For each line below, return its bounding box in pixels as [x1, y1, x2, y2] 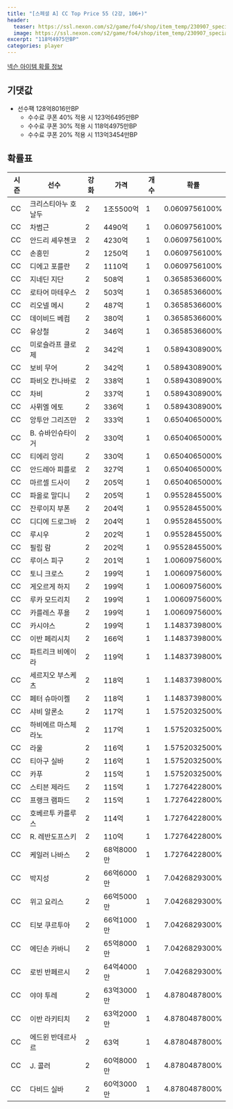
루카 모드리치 [30, 594, 71, 604]
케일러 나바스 [30, 850, 71, 860]
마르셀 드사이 [30, 477, 71, 487]
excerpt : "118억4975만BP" [7, 36, 80, 43]
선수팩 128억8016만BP [17, 104, 79, 112]
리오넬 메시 [30, 300, 64, 310]
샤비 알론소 [30, 706, 64, 716]
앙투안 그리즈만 [30, 415, 77, 424]
